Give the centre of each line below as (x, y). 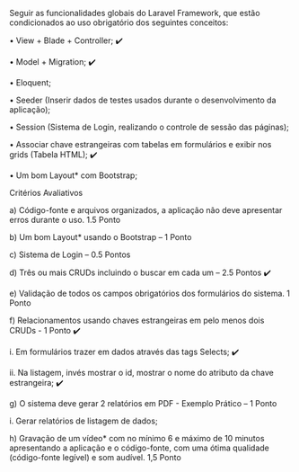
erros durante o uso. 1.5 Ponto (65, 220)
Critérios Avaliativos (46, 193)
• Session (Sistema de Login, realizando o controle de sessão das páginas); (149, 127)
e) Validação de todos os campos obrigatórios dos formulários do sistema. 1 (149, 293)
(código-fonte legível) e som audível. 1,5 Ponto (95, 457)
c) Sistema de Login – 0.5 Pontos (70, 254)
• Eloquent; (31, 83)
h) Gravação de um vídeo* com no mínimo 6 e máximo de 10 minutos (137, 438)
